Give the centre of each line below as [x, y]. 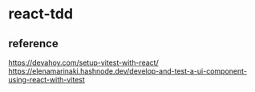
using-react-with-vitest [47, 80]
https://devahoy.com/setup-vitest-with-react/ [83, 62]
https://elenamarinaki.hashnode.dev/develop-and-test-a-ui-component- [127, 71]
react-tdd [41, 14]
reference [33, 44]
